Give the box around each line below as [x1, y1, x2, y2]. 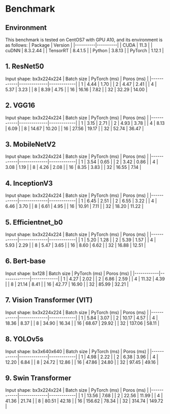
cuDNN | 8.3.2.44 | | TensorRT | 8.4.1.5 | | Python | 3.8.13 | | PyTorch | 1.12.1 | [5, 48, 164, 53]
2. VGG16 [5, 101, 36, 110]
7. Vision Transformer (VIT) [5, 296, 93, 304]
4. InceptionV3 [5, 179, 53, 188]
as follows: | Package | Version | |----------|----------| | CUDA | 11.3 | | [5, 42, 153, 48]
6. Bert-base [5, 257, 46, 265]
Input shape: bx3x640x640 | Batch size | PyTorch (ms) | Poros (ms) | [5, 348, 149, 354]
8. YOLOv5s [5, 335, 44, 343]
